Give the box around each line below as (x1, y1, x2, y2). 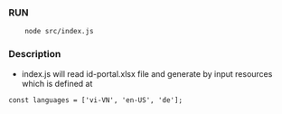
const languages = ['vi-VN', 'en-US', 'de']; (8, 95, 183, 105)
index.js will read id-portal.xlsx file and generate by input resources (21, 68, 273, 79)
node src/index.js (24, 27, 94, 36)
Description (8, 48, 61, 61)
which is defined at (21, 78, 93, 89)
